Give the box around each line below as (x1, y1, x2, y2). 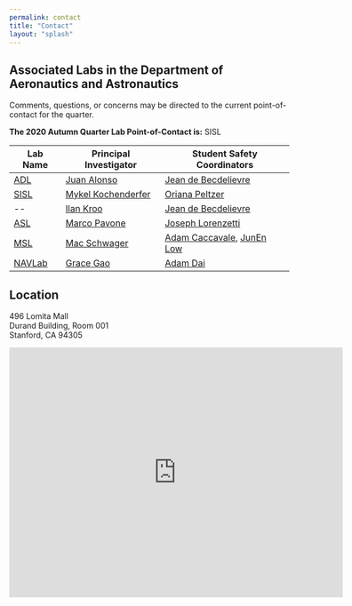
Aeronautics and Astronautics (9, 76, 180, 92)
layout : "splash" (9, 29, 74, 38)
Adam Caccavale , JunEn (164, 232, 267, 244)
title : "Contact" (9, 21, 74, 30)
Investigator (84, 159, 138, 171)
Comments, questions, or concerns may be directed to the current (9, 100, 252, 111)
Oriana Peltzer (164, 188, 225, 201)
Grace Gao (65, 257, 111, 269)
